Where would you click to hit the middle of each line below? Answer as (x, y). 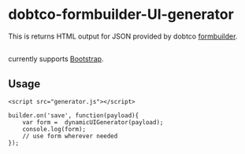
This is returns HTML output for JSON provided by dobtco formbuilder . (123, 36)
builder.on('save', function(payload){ (74, 115)
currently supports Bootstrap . (56, 59)
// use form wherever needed (70, 136)
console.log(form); (54, 130)
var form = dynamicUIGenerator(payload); (93, 123)
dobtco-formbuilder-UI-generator (121, 15)
